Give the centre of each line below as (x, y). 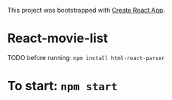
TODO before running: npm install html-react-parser (86, 57)
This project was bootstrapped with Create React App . (86, 10)
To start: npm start (62, 86)
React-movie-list (58, 38)
